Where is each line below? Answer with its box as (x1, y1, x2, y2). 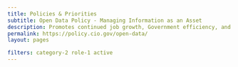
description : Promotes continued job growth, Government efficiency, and (7, 23, 232, 30)
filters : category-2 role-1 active (7, 49, 113, 56)
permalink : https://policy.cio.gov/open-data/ (7, 30, 148, 37)
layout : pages (7, 37, 50, 44)
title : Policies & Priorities (7, 10, 98, 18)
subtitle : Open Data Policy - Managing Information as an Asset (7, 17, 202, 24)
